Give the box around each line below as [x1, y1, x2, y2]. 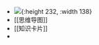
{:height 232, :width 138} [20, 8, 93, 15]
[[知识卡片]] [13, 24, 48, 33]
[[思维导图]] [13, 16, 48, 24]
